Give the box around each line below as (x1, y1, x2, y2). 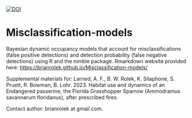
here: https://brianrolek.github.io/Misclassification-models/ (6, 64, 148, 71)
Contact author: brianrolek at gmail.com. (6, 105, 103, 112)
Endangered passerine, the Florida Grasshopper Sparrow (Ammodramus (6, 88, 181, 95)
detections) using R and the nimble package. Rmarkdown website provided (6, 57, 187, 64)
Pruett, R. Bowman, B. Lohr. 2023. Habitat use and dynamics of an (6, 81, 165, 88)
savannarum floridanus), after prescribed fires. (6, 93, 118, 100)
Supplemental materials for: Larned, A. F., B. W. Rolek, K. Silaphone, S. (6, 75, 175, 82)
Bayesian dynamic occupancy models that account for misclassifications (6, 45, 181, 52)
